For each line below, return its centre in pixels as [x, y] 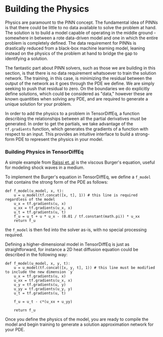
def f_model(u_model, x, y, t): [38, 264]
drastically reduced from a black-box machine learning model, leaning [75, 48]
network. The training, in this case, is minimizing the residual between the [79, 78]
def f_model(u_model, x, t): [34, 191]
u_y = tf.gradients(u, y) [40, 285]
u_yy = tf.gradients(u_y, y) [43, 289]
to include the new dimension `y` [40, 272]
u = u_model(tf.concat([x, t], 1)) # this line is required [76, 195]
